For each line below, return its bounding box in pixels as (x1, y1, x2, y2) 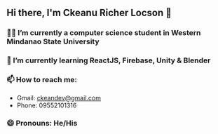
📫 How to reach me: (6, 75, 78, 85)
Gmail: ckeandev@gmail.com (16, 93, 101, 102)
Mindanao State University (6, 36, 100, 46)
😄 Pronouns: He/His (6, 119, 78, 128)
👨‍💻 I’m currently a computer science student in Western (6, 28, 201, 38)
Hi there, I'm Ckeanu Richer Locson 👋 (6, 7, 172, 19)
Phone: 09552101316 (16, 101, 77, 109)
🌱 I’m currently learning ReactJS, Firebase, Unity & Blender (6, 55, 211, 65)
